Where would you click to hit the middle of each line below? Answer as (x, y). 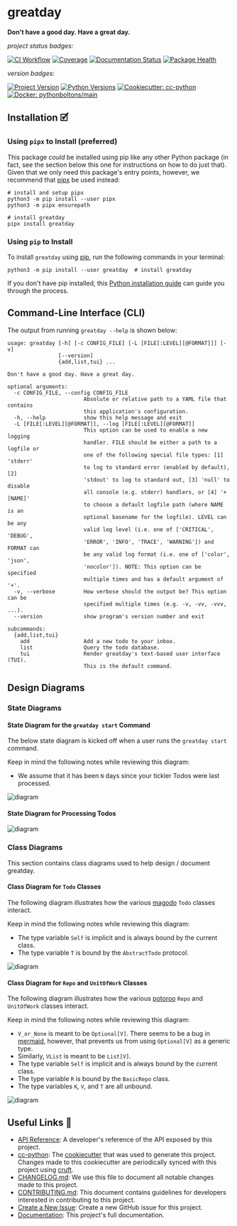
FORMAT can (23, 548)
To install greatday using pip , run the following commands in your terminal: (116, 257)
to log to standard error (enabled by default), (157, 467)
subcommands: (27, 629)
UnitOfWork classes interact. (48, 1006)
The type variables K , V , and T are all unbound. (85, 1086)
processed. (34, 783)
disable (19, 486)
